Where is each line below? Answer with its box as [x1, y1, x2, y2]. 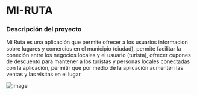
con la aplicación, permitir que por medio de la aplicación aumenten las [6, 64, 184, 72]
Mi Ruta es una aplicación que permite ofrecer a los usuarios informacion [6, 38, 189, 46]
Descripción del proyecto [6, 25, 82, 34]
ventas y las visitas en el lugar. [6, 70, 83, 78]
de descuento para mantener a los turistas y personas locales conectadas [6, 58, 190, 65]
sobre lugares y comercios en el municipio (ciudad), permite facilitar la [6, 45, 181, 52]
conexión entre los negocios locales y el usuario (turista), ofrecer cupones [6, 52, 191, 59]
